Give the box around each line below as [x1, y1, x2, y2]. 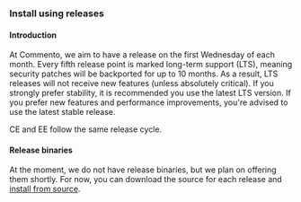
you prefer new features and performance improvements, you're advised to [9, 97, 288, 108]
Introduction [9, 30, 57, 40]
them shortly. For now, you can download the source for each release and [9, 174, 283, 185]
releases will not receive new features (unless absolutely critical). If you [9, 78, 274, 89]
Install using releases [9, 7, 105, 20]
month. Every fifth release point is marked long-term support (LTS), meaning [9, 59, 293, 70]
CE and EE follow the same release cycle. [9, 124, 163, 135]
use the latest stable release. [9, 107, 116, 118]
